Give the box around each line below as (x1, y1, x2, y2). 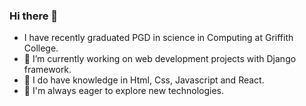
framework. (23, 64, 72, 76)
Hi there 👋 (9, 9, 59, 23)
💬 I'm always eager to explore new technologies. (23, 85, 224, 97)
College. (23, 42, 59, 54)
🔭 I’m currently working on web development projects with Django (23, 53, 297, 65)
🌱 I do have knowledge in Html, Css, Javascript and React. (23, 74, 265, 86)
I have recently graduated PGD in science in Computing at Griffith (23, 32, 294, 44)
